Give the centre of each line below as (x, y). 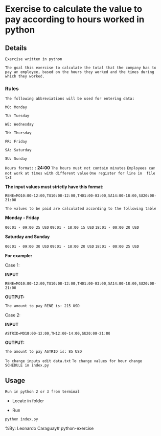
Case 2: (13, 315)
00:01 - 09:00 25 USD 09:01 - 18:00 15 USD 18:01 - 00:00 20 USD (72, 228)
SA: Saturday (18, 150)
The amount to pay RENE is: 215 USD (42, 306)
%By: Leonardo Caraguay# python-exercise (49, 428)
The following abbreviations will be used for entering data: (70, 99)
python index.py (22, 419)
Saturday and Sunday (27, 237)
